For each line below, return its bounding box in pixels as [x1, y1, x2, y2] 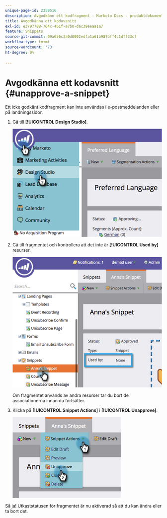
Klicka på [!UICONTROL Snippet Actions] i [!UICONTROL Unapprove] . [12, 407, 158, 413]
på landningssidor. [5, 109, 43, 115]
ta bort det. [5, 508, 28, 514]
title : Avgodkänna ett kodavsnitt [5, 18, 77, 23]
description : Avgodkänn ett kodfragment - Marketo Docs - [5, 13, 128, 18]
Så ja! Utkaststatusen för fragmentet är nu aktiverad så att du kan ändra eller [5, 503, 162, 509]
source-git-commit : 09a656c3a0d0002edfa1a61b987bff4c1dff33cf [5, 34, 137, 39]
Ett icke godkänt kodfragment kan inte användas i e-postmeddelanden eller [5, 104, 160, 110]
